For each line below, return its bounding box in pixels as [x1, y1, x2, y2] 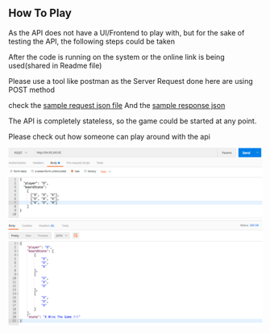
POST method [8, 85, 55, 94]
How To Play [8, 6, 73, 20]
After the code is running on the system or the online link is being [8, 52, 225, 61]
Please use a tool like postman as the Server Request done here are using [8, 76, 254, 85]
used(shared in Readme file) [8, 60, 102, 70]
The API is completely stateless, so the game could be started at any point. [8, 116, 257, 126]
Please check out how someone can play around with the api [8, 131, 211, 141]
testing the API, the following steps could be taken [8, 36, 176, 46]
